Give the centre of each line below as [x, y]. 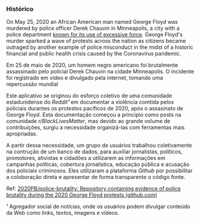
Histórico [20, 9]
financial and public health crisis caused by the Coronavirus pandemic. [94, 54]
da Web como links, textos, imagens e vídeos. [63, 213]
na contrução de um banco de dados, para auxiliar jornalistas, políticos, [94, 152]
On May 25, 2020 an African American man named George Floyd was [92, 22]
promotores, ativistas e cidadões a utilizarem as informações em [86, 158]
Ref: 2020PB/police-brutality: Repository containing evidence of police [94, 189]
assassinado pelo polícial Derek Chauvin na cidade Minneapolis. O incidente [100, 72]
